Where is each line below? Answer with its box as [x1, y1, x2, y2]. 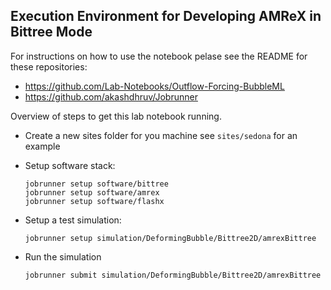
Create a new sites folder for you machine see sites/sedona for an [24, 129, 298, 141]
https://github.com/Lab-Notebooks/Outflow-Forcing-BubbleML [24, 80, 285, 92]
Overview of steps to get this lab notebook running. [10, 110, 222, 122]
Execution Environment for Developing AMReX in [10, 8, 322, 25]
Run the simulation [24, 250, 102, 263]
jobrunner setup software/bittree [24, 179, 169, 189]
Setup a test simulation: [24, 214, 122, 226]
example [24, 140, 61, 152]
